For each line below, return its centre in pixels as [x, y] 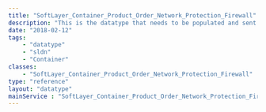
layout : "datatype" [40, 89]
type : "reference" [38, 81]
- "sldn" [37, 52]
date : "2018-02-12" [40, 30]
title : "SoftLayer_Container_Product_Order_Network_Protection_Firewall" [133, 15]
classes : [23, 67]
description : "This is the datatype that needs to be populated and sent [133, 23]
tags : [17, 37]
